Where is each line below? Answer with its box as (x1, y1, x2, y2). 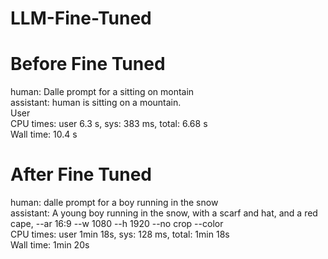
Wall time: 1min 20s (10, 239, 90, 251)
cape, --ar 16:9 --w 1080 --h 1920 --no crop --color (10, 218, 224, 230)
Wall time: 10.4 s (10, 128, 78, 141)
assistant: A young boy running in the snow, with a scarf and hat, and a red (10, 207, 318, 219)
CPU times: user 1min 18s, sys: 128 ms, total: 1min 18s (10, 228, 230, 241)
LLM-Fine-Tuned (10, 7, 152, 30)
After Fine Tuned (10, 163, 152, 186)
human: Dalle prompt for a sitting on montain (10, 86, 195, 98)
